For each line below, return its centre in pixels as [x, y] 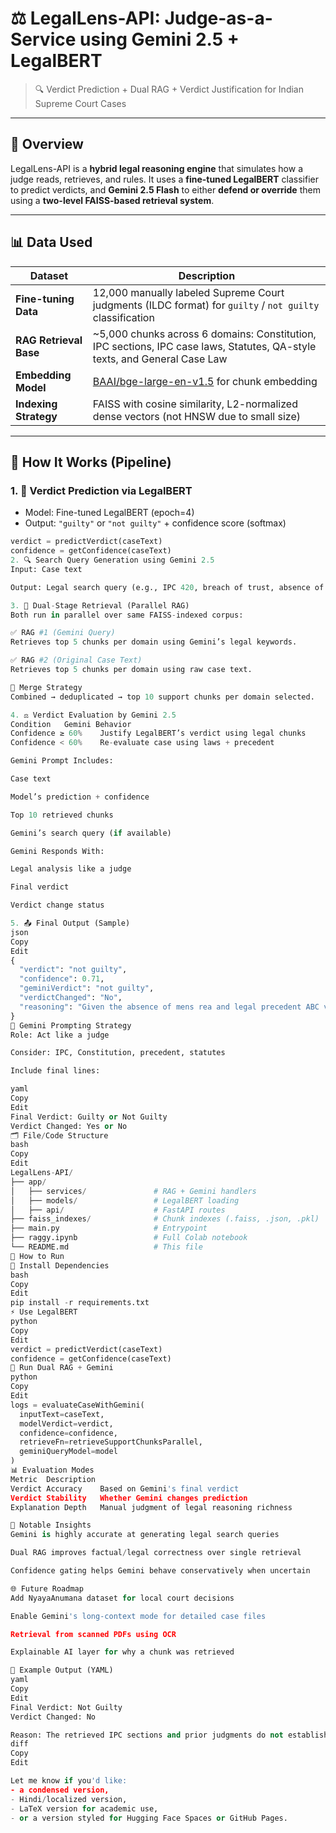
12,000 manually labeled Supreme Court [188, 292]
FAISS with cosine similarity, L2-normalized [195, 404]
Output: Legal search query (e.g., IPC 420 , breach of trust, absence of [167, 587]
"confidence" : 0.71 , [62, 979]
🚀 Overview [47, 144]
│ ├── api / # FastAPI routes [118, 1210]
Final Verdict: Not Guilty [66, 1707]
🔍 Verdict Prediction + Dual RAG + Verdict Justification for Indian [169, 89]
